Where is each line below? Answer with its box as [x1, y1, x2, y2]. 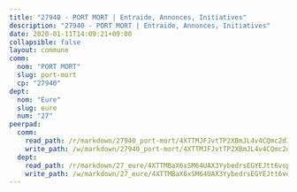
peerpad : [9, 120, 42, 129]
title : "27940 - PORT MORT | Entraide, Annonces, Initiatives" [9, 12, 247, 22]
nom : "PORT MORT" [17, 63, 81, 72]
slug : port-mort [17, 71, 77, 80]
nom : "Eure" [17, 95, 62, 104]
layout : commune [9, 46, 69, 55]
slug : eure [17, 104, 57, 112]
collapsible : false [9, 37, 81, 47]
